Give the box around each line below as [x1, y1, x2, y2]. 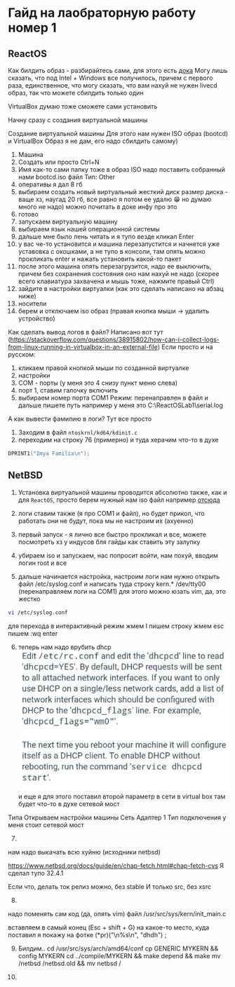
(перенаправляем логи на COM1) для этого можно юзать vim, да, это [18, 587, 227, 595]
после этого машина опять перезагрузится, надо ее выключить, [18, 262, 212, 271]
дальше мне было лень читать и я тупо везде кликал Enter [18, 233, 194, 240]
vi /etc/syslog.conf [8, 608, 69, 616]
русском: [8, 350, 36, 358]
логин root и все [18, 559, 67, 567]
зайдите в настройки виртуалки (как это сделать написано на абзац [18, 285, 224, 292]
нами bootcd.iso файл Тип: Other [18, 173, 116, 181]
